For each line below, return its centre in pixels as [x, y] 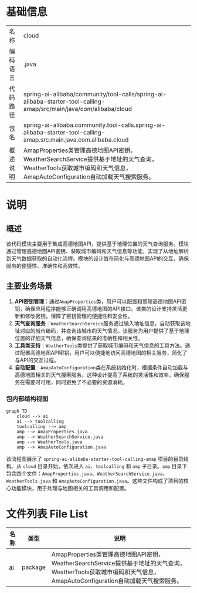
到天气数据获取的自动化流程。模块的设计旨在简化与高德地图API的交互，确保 [98, 258]
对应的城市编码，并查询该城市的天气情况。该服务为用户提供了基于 [99, 331]
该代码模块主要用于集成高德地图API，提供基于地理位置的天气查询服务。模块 [98, 244]
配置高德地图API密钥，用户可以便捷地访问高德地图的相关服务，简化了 [103, 352]
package [33, 567]
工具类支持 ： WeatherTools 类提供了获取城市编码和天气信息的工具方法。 [100, 345]
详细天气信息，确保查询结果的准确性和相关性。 [87, 338]
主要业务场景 [29, 286]
